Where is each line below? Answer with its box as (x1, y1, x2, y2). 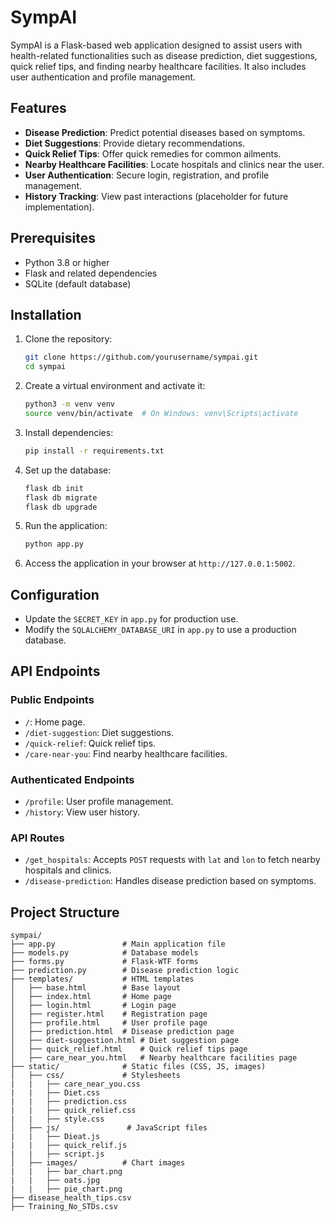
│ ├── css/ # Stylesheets (10, 1071, 182, 1081)
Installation (10, 306, 82, 323)
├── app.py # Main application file (10, 939, 226, 950)
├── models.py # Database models (10, 948, 199, 958)
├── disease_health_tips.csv (10, 1193, 132, 1203)
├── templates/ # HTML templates (10, 974, 195, 985)
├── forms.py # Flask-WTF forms (10, 957, 199, 967)
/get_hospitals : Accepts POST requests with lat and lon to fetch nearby (24, 854, 321, 866)
